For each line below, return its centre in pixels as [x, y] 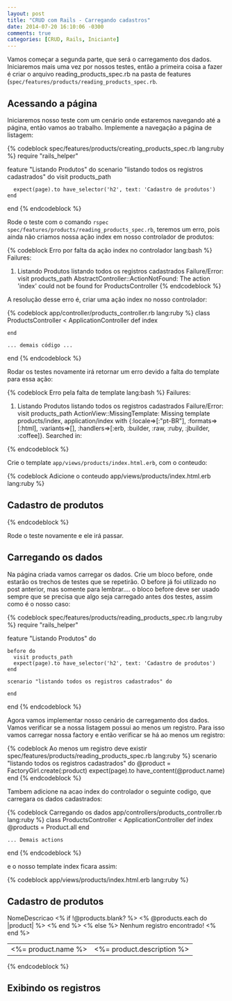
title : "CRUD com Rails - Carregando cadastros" [79, 20]
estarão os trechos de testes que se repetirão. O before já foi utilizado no [112, 581]
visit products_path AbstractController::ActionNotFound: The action [114, 278]
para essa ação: [30, 379]
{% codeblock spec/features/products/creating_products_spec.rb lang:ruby [116, 148]
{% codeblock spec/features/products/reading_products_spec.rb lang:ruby [115, 617]
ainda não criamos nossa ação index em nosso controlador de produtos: [111, 237]
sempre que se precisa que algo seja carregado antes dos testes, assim [110, 597]
